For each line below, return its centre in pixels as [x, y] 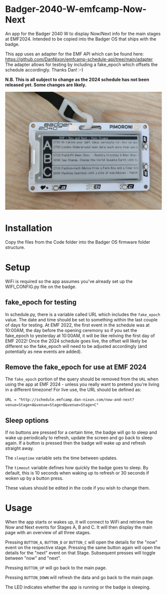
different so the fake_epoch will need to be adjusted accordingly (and [76, 346]
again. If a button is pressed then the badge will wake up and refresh [76, 443]
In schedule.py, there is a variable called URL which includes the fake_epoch [83, 314]
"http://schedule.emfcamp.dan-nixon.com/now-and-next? [76, 400]
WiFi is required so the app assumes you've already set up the [69, 281]
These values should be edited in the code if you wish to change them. [78, 488]
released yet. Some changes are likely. [46, 85]
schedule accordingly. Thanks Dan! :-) [44, 70]
